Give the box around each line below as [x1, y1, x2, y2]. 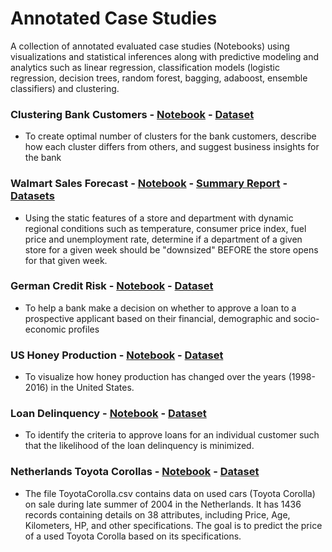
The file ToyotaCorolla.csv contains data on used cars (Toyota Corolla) [24, 487, 316, 499]
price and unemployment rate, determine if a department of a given [24, 233, 303, 245]
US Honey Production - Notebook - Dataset [10, 348, 224, 362]
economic [24, 323, 67, 335]
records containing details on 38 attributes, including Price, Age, [24, 508, 291, 521]
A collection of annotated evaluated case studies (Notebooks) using [10, 40, 290, 52]
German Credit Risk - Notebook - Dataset [10, 279, 214, 293]
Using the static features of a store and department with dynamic [24, 212, 294, 224]
